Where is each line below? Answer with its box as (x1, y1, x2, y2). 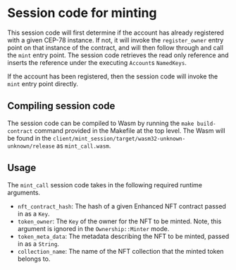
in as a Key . (17, 209, 50, 218)
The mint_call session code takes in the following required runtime (7, 180, 203, 189)
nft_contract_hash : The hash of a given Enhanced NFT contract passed (17, 201, 227, 210)
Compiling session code (7, 100, 116, 112)
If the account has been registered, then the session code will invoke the (7, 72, 218, 81)
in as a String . (17, 239, 60, 248)
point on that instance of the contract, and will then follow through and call (7, 43, 224, 52)
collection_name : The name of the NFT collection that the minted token (17, 247, 224, 255)
